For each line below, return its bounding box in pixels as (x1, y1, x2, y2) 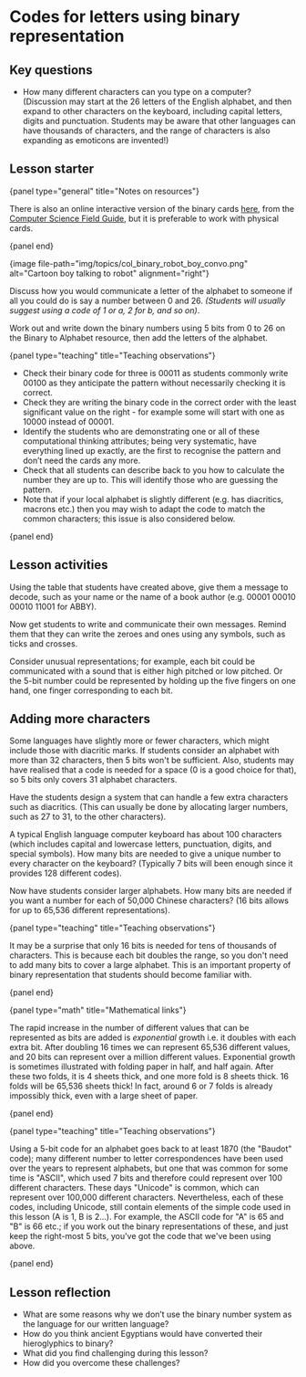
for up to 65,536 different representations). (9, 905, 170, 916)
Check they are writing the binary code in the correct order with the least (22, 396, 297, 407)
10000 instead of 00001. (22, 415, 115, 426)
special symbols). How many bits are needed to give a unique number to (9, 848, 281, 859)
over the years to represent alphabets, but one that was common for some (9, 1162, 289, 1174)
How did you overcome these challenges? (22, 1358, 180, 1369)
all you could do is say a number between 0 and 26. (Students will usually (9, 295, 286, 306)
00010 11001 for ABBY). (9, 601, 97, 612)
